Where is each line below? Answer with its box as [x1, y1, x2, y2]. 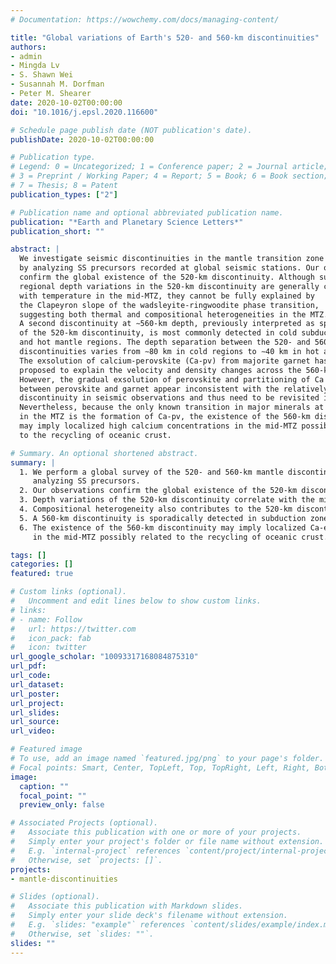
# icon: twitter [10, 642, 87, 653]
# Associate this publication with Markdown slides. [10, 901, 244, 911]
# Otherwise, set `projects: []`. [10, 855, 163, 865]
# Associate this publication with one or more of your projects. [10, 827, 302, 838]
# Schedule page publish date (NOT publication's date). [10, 125, 253, 135]
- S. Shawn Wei [10, 70, 74, 80]
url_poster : [10, 689, 60, 699]
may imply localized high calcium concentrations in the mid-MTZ [19, 421, 298, 431]
